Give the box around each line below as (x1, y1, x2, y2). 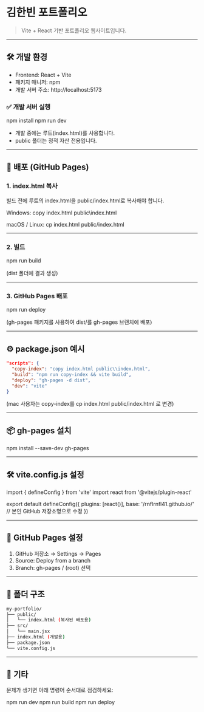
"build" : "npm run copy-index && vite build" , (12, 371, 132, 377)
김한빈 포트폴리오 (6, 5, 87, 19)
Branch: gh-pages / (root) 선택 (15, 564, 91, 571)
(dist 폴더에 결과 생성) (6, 270, 58, 277)
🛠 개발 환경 (6, 52, 47, 63)
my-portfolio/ (6, 606, 42, 612)
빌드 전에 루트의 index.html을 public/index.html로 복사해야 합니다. (6, 197, 165, 204)
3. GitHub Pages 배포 (6, 292, 68, 300)
